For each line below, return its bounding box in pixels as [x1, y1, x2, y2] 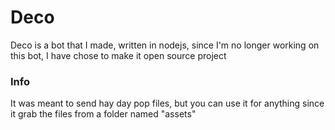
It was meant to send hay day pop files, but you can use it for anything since [10, 97, 325, 110]
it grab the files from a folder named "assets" [10, 108, 197, 120]
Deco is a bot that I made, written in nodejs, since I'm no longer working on [10, 39, 320, 51]
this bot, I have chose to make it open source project [10, 49, 227, 61]
